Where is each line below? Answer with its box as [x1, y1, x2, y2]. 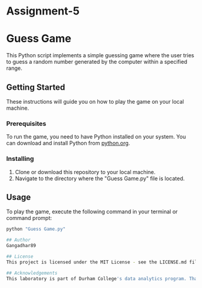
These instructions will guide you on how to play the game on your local [6, 98, 185, 105]
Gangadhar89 [6, 243, 36, 249]
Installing [6, 155, 34, 163]
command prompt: [6, 214, 52, 222]
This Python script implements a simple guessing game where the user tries [6, 52, 194, 59]
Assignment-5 [6, 4, 80, 18]
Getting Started [6, 82, 66, 92]
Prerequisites [6, 119, 46, 128]
